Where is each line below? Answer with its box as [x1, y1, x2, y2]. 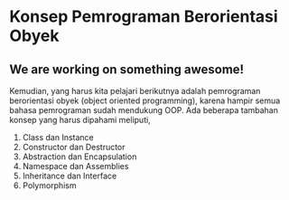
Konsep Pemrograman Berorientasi [9, 6, 278, 27]
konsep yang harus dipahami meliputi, [9, 115, 151, 125]
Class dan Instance [22, 132, 94, 142]
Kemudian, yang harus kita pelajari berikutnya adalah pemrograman [9, 86, 261, 96]
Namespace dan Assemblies [22, 161, 129, 171]
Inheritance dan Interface [22, 170, 117, 181]
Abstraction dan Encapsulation [22, 151, 137, 162]
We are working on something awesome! [9, 62, 245, 77]
